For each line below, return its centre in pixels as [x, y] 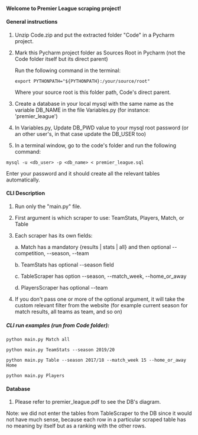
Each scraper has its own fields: [53, 236]
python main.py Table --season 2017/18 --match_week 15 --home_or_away [96, 360]
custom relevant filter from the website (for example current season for [101, 305]
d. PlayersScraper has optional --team [61, 288]
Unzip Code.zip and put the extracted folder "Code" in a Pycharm [95, 35]
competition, [30, 253]
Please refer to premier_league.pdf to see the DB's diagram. [88, 402]
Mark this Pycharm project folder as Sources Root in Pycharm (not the [100, 53]
